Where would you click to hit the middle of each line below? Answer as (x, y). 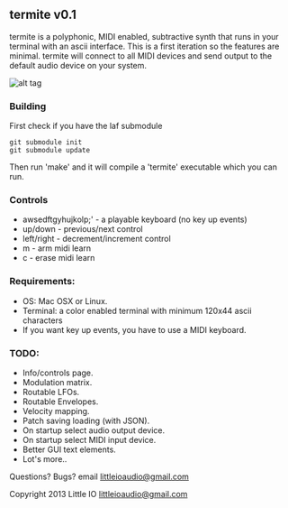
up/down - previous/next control (82, 229)
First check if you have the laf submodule (86, 126)
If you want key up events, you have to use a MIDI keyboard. (134, 329)
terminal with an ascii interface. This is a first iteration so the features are (144, 46)
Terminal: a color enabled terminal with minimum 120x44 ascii (137, 310)
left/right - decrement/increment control (96, 239)
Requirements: (42, 282)
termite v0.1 (43, 15)
